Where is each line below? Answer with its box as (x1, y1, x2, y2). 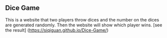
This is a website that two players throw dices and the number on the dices (5, 17, 160, 22)
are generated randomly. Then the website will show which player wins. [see (5, 22, 163, 28)
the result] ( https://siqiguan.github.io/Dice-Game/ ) (5, 27, 109, 33)
